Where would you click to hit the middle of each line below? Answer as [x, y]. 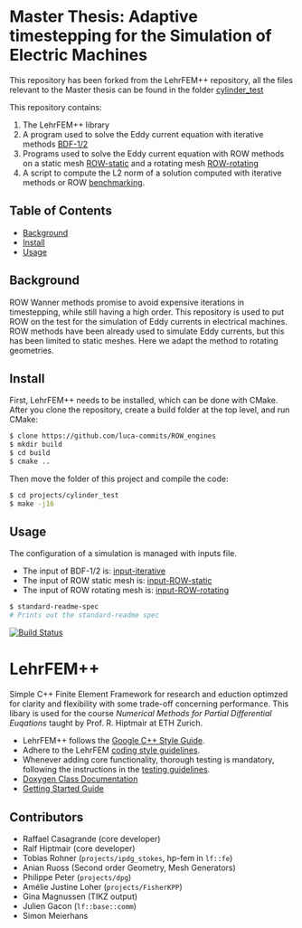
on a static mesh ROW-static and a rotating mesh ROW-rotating [141, 163]
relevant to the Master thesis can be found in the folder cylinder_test [137, 90]
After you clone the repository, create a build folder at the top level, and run [150, 410]
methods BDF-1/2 [55, 144]
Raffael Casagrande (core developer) [91, 838]
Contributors [47, 817]
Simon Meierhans [55, 915]
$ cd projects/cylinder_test [64, 495]
